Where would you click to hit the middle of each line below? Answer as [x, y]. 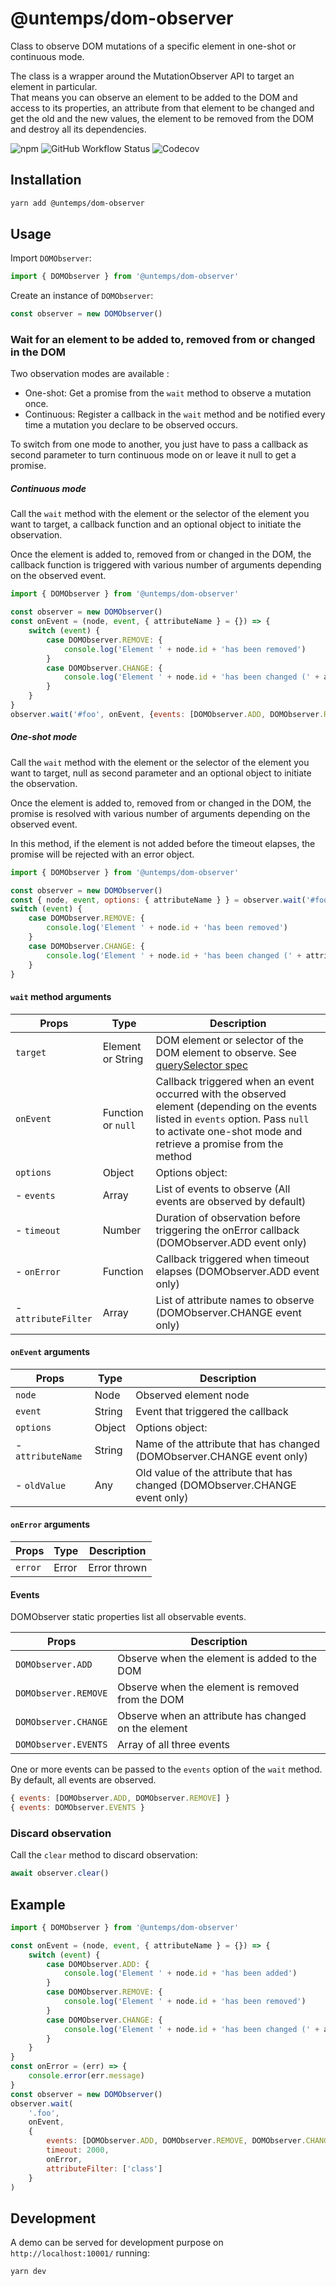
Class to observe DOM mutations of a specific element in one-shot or [153, 46]
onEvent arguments [50, 1352]
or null [119, 1125]
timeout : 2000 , [78, 2150]
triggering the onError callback [227, 1230]
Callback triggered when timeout [232, 1259]
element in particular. [54, 86]
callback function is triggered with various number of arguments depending [166, 565]
